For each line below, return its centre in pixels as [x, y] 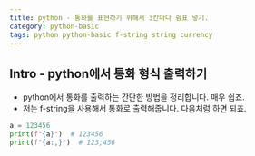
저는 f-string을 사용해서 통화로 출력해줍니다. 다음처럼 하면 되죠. [134, 109]
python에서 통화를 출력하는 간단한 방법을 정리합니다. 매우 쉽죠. [133, 97]
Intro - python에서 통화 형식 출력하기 [108, 73]
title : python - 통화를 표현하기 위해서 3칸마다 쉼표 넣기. [109, 18]
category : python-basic [54, 26]
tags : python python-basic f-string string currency [111, 34]
